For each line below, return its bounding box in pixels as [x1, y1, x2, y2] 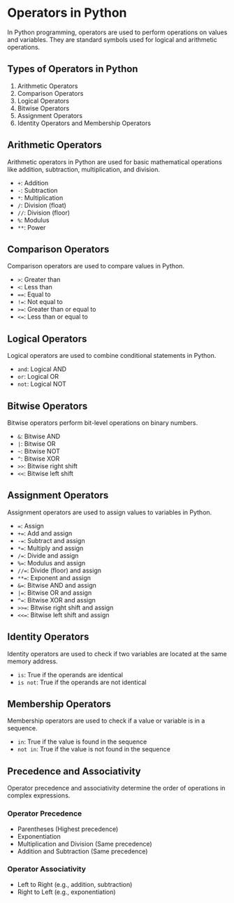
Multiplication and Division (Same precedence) [17, 839, 152, 848]
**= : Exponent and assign [17, 573, 92, 581]
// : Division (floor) [17, 208, 71, 217]
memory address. [7, 657, 58, 665]
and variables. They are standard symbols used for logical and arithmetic [7, 35, 218, 43]
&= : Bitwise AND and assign [17, 581, 96, 589]
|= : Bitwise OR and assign [17, 588, 92, 597]
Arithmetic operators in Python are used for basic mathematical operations [7, 157, 222, 166]
